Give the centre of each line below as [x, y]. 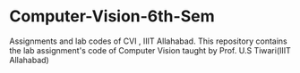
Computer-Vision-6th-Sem [112, 16]
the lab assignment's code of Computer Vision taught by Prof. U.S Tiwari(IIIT [150, 50]
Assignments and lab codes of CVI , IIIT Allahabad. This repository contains [149, 41]
